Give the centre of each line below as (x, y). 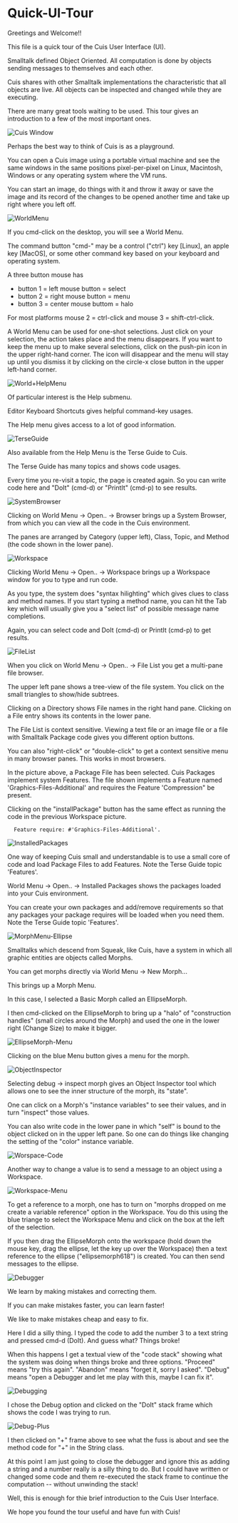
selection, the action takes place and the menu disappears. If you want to (115, 339)
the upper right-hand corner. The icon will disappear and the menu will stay (118, 354)
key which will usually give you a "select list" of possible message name (113, 608)
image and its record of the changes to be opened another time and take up (119, 196)
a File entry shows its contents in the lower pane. (79, 715)
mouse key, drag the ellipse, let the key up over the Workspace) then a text (117, 1248)
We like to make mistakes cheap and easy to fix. (78, 1319)
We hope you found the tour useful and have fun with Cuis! (94, 1512)
